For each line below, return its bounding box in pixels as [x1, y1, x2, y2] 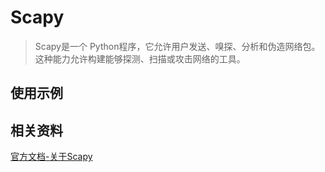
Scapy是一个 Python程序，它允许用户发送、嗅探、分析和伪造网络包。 [34, 40, 321, 52]
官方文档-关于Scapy [10, 151, 93, 163]
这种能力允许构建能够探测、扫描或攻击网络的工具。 [34, 52, 246, 65]
